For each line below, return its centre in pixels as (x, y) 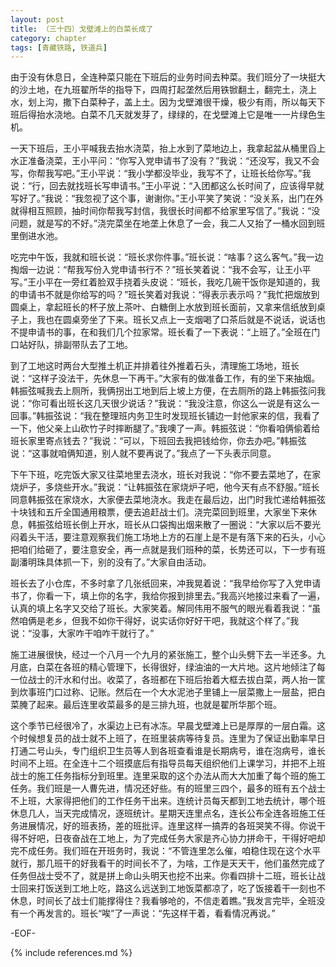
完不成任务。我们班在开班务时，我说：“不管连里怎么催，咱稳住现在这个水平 (166, 851)
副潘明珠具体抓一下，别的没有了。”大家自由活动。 (111, 562)
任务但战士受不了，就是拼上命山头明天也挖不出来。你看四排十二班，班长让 (163, 876)
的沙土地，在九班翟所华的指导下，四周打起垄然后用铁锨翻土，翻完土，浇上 (163, 90)
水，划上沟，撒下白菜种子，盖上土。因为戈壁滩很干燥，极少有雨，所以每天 (163, 102)
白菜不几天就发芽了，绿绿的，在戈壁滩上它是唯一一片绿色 (198, 115)
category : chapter (48, 38)
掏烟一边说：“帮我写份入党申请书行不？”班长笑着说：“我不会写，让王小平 (161, 270)
